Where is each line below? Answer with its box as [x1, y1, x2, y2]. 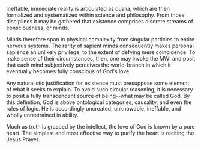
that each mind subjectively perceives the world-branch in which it [6, 61, 171, 68]
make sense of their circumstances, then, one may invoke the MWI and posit [6, 55, 196, 62]
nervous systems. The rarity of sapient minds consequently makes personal [6, 42, 194, 49]
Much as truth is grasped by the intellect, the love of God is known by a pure [6, 123, 195, 130]
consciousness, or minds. [6, 24, 70, 31]
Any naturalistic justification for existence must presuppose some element [6, 79, 190, 87]
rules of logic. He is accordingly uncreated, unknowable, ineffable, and [6, 105, 181, 112]
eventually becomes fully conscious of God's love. [6, 68, 131, 74]
